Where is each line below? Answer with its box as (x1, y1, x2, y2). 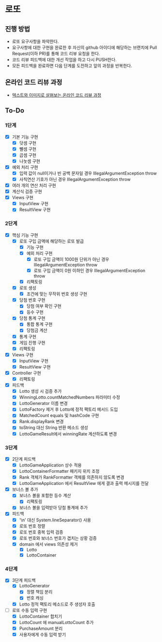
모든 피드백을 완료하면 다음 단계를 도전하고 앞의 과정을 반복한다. (12, 63, 132, 68)
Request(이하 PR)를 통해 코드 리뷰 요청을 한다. (12, 51, 100, 56)
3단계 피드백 (12, 578, 36, 583)
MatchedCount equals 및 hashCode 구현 (19, 413, 99, 418)
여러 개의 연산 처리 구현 (12, 182, 57, 188)
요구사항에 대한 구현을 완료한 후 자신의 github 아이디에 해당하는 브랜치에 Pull (12, 45, 157, 50)
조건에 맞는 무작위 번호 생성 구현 (26, 291, 88, 297)
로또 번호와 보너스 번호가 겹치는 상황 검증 (19, 535, 97, 541)
